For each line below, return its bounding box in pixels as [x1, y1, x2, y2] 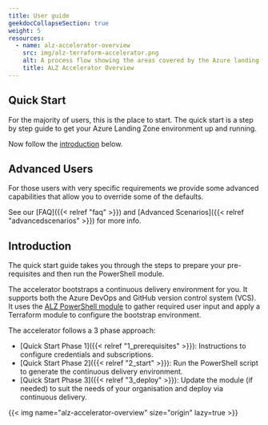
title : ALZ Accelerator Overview [22, 64, 134, 72]
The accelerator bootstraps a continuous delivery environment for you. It [8, 285, 248, 294]
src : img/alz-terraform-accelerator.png [22, 49, 159, 57]
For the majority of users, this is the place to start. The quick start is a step [8, 115, 254, 124]
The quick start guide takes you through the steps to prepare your [8, 261, 226, 270]
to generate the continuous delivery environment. [19, 366, 183, 377]
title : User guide [8, 11, 70, 20]
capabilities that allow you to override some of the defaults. [8, 192, 204, 201]
